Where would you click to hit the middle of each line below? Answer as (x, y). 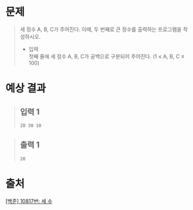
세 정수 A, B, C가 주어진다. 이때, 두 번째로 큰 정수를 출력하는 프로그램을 (101, 29)
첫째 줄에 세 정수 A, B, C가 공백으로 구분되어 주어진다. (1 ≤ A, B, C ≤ (106, 56)
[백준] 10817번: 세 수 (29, 201)
